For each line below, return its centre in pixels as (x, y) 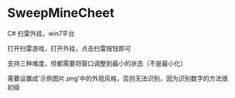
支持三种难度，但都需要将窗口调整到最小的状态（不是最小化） (97, 63)
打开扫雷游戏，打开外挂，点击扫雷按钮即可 (69, 48)
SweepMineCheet (61, 13)
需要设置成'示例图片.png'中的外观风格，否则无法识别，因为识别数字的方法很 (117, 78)
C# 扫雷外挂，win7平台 (41, 33)
